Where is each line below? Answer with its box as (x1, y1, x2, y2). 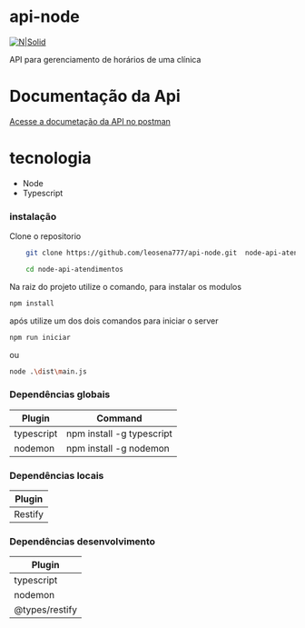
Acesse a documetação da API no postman (9, 115, 171, 126)
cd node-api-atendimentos (25, 264, 124, 274)
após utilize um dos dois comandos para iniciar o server (9, 315, 219, 326)
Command (96, 412, 143, 424)
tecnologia (9, 148, 93, 169)
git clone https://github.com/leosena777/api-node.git (25, 248, 238, 258)
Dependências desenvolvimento (9, 535, 156, 547)
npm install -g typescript (66, 427, 172, 440)
